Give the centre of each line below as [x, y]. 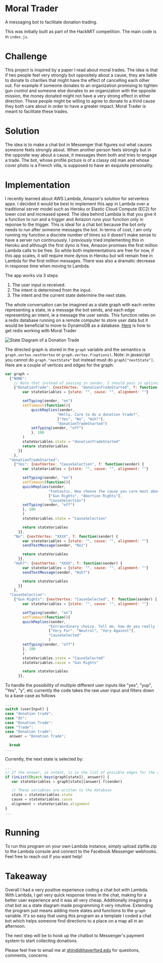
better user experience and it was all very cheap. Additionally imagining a [78, 900]
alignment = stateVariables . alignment [51, 804]
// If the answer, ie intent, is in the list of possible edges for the [80, 772]
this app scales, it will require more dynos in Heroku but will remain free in [79, 255]
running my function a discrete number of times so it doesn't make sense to [81, 235]
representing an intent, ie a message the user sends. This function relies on [80, 315]
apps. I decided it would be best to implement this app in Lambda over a [77, 203]
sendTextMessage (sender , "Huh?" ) [56, 572]
